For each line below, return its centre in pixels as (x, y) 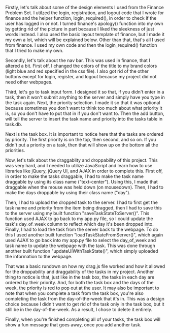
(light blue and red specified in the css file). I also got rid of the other (77, 71)
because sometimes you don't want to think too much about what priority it (84, 108)
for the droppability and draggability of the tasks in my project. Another (80, 272)
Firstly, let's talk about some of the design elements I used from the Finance (84, 7)
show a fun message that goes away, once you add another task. (73, 325)
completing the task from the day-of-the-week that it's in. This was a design (85, 299)
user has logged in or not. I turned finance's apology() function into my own (84, 23)
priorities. (15, 150)
